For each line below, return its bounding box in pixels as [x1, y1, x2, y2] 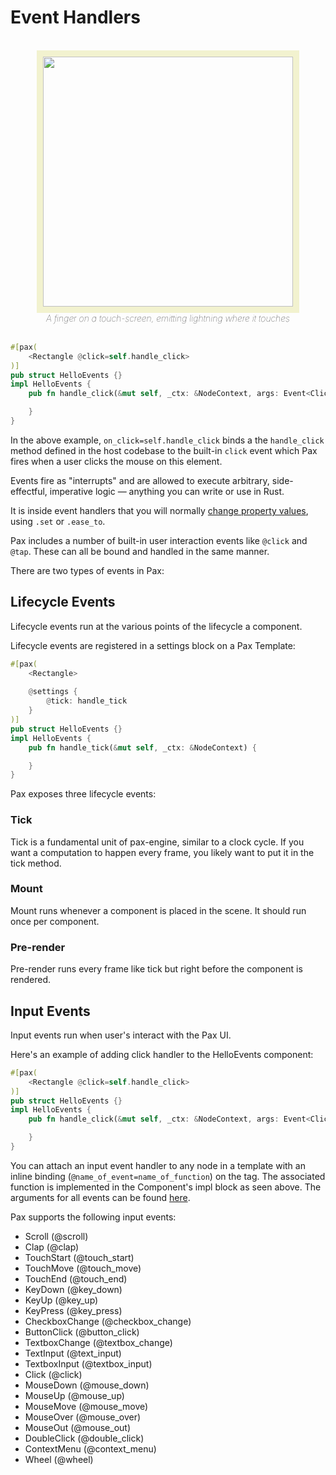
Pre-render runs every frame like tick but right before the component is [10, 963, 303, 975]
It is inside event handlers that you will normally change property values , [10, 504, 309, 516]
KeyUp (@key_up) [24, 1294, 99, 1306]
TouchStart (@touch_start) [24, 1251, 135, 1263]
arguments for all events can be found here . [10, 1191, 191, 1203]
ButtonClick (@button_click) [24, 1326, 140, 1338]
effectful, [10, 485, 48, 497]
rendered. [10, 974, 52, 986]
